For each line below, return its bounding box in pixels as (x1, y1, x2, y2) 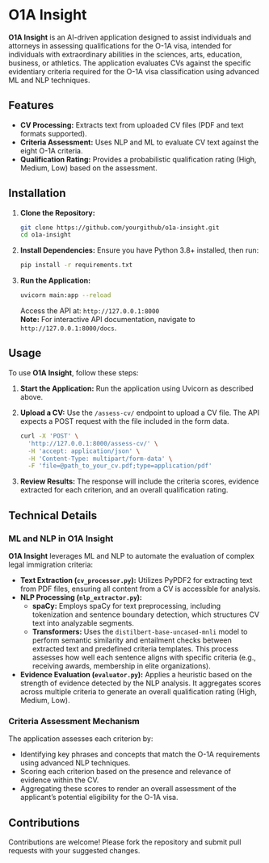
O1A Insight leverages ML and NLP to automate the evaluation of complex (8, 551, 254, 560)
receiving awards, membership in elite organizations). (32, 660, 212, 671)
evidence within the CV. (19, 775, 99, 785)
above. (19, 392, 44, 401)
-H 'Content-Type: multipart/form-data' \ (27, 455, 173, 463)
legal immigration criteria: (8, 559, 94, 569)
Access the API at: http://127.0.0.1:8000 (19, 306, 160, 316)
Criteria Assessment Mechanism (8, 715, 140, 727)
